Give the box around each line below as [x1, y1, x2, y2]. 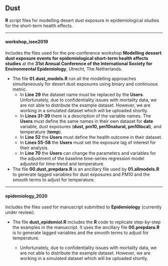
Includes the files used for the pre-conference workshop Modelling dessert [5, 50, 161, 56]
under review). [5, 209, 35, 215]
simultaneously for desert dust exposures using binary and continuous [12, 81, 158, 87]
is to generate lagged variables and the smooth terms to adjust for [12, 230, 149, 236]
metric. [12, 86, 27, 92]
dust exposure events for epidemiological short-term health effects [5, 55, 148, 62]
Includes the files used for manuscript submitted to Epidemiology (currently [5, 204, 162, 210]
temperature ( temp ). [19, 129, 62, 135]
